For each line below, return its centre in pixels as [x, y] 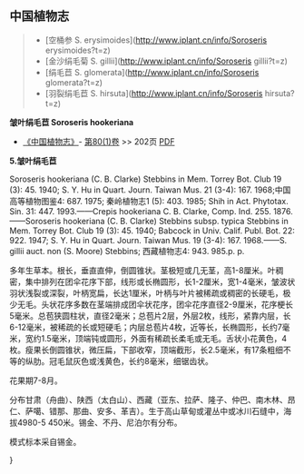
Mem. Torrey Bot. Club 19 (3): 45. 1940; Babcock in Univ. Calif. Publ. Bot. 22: [152, 231]
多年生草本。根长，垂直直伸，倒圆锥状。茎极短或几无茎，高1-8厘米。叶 [142, 270]
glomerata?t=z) [74, 82]
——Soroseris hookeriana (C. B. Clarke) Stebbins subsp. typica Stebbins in [149, 221]
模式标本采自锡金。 [45, 441]
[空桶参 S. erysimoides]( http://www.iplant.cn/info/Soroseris [156, 40]
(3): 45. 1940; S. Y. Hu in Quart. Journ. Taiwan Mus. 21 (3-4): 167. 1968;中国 [150, 190]
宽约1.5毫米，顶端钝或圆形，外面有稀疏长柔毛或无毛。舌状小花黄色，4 [156, 338]
